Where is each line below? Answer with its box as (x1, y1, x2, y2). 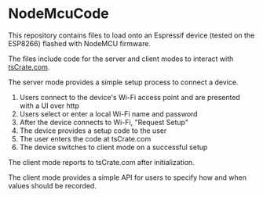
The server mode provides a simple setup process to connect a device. (8, 77, 239, 87)
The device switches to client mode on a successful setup (19, 142, 208, 152)
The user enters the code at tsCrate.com (19, 134, 152, 143)
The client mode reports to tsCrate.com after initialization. (8, 157, 195, 167)
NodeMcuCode (8, 5, 110, 23)
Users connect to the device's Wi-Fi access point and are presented (19, 92, 241, 102)
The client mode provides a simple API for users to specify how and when (8, 173, 247, 182)
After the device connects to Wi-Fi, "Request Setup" (19, 117, 188, 127)
